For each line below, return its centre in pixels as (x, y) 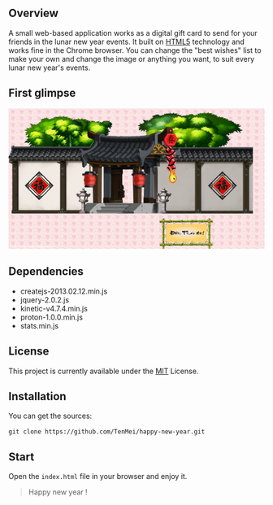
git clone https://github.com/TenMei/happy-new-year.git (107, 432)
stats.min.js (39, 325)
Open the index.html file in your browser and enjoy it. (98, 477)
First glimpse (42, 93)
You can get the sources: (50, 416)
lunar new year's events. (50, 67)
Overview (34, 13)
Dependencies (46, 272)
